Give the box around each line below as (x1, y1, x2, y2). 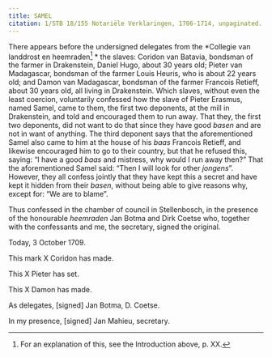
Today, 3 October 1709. (8, 238, 87, 248)
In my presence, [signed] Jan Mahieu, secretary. (8, 317, 170, 326)
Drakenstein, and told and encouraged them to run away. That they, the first (8, 112, 261, 121)
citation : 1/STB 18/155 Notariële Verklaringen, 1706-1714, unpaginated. (8, 19, 263, 28)
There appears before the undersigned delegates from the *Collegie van (8, 41, 251, 51)
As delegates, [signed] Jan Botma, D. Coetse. (8, 300, 160, 310)
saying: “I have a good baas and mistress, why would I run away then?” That (8, 155, 264, 164)
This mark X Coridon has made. (8, 253, 114, 263)
